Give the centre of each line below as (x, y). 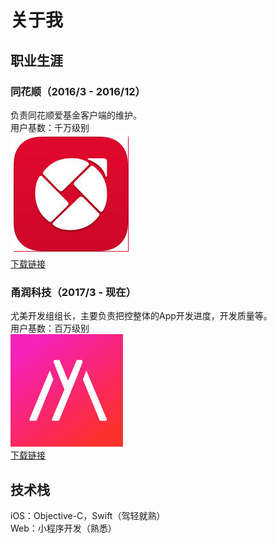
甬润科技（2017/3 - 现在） (73, 292)
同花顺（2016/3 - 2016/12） (78, 91)
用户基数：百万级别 (50, 328)
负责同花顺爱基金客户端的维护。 (76, 115)
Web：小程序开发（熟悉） (63, 528)
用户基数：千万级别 (50, 127)
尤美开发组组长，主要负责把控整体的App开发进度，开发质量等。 (141, 316)
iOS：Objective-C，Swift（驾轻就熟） (88, 515)
